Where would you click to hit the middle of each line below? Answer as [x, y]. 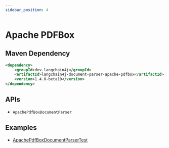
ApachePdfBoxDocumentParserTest [50, 140]
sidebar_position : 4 [27, 10]
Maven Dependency [38, 54]
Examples [21, 128]
